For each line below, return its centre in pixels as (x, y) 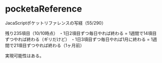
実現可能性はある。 (25, 55)
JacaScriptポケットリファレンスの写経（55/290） (56, 23)
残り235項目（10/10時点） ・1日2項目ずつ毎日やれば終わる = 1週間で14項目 (81, 33)
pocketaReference (44, 9)
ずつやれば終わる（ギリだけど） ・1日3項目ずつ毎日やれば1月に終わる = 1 (79, 39)
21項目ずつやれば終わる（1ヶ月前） (49, 45)
